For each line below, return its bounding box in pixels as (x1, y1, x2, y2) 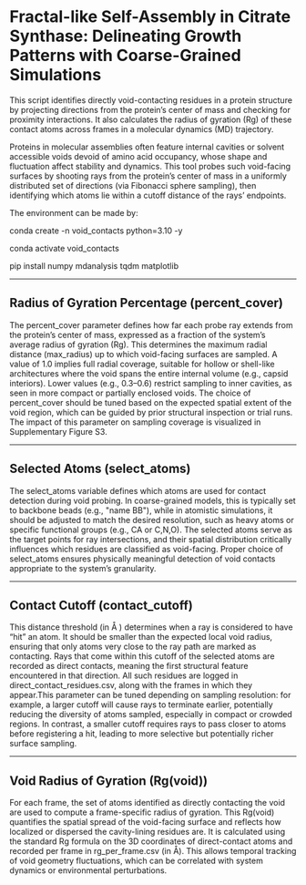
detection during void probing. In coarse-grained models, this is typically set (9, 495, 296, 506)
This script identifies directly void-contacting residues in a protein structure (9, 94, 293, 106)
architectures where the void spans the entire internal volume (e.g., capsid (9, 367, 289, 379)
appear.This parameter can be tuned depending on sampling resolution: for (9, 690, 291, 701)
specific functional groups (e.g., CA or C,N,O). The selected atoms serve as (9, 524, 293, 535)
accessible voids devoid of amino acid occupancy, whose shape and (9, 150, 268, 161)
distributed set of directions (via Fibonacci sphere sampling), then (9, 180, 257, 190)
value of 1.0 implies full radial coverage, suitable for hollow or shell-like (9, 358, 275, 369)
